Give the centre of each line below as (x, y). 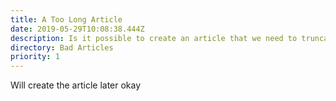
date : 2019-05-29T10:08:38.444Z (77, 29)
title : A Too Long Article (66, 19)
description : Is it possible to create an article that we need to (154, 38)
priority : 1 (35, 57)
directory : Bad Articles (62, 47)
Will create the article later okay (76, 85)
